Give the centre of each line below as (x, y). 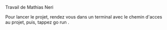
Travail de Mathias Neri (29, 7)
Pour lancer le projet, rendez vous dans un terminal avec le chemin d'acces (84, 17)
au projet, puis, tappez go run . (37, 22)
